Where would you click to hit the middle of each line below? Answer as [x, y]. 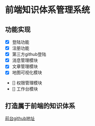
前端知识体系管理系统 [48, 10]
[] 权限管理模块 [27, 83]
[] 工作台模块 [25, 89]
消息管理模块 [25, 60]
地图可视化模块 [27, 72]
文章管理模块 [25, 67]
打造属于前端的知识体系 [40, 106]
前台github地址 [20, 118]
